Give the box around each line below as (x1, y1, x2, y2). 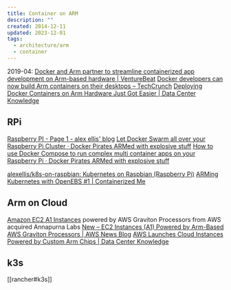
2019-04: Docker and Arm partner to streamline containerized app (7, 67, 195, 76)
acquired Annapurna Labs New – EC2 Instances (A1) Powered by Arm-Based (7, 223, 224, 231)
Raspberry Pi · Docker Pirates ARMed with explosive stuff (7, 156, 170, 165)
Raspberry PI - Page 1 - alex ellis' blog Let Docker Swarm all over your (7, 135, 206, 143)
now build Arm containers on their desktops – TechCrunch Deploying (7, 82, 203, 90)
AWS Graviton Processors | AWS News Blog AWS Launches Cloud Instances (7, 230, 223, 238)
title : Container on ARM (7, 10, 78, 17)
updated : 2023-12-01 (7, 29, 67, 36)
